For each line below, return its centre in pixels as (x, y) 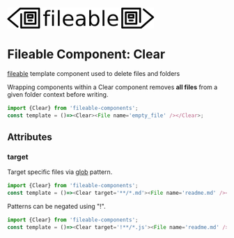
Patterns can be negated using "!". (56, 207)
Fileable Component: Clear (86, 55)
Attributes (30, 137)
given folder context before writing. (58, 94)
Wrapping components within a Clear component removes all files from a (112, 87)
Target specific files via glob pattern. (60, 172)
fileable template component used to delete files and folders (94, 73)
